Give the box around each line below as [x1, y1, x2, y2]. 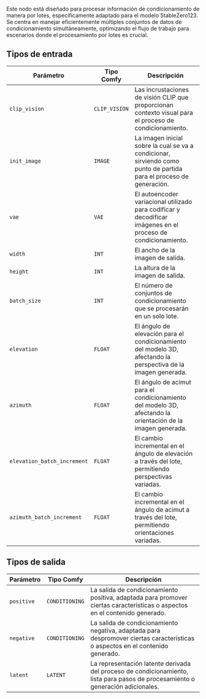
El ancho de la [134, 246, 175, 254]
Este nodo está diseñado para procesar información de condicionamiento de [6, 6, 200, 12]
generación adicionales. [90, 682, 159, 690]
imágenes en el [134, 221, 179, 229]
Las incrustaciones [134, 85, 189, 94]
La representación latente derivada [90, 659, 191, 668]
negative [9, 635, 35, 641]
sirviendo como [134, 157, 180, 165]
